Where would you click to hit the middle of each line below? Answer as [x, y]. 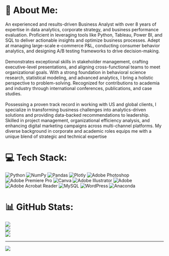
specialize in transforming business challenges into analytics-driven [76, 110]
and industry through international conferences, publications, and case [79, 88]
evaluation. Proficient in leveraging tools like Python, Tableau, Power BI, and [84, 35]
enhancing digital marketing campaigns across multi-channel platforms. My [83, 126]
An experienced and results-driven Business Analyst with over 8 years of [81, 24]
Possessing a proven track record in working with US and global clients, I [81, 104]
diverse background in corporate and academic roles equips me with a [78, 131]
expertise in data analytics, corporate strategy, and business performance [82, 29]
